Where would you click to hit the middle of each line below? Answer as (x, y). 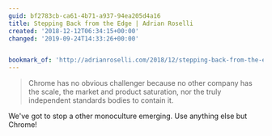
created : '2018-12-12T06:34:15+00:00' (74, 31)
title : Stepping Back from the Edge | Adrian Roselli (101, 23)
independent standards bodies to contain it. (101, 100)
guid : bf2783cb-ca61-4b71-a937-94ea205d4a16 (85, 16)
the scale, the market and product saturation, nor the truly (125, 92)
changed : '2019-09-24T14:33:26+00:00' (74, 38)
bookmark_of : (30, 60)
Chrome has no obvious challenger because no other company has (140, 83)
